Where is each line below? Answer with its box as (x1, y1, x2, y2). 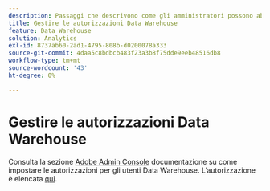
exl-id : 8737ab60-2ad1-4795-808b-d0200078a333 (8, 42, 167, 50)
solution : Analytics (8, 34, 78, 43)
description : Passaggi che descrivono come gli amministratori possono (8, 11, 253, 20)
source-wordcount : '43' (8, 64, 88, 72)
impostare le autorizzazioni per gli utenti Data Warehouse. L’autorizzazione (8, 165, 256, 175)
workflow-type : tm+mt (8, 57, 81, 65)
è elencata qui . (8, 173, 58, 183)
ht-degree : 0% (8, 71, 56, 79)
